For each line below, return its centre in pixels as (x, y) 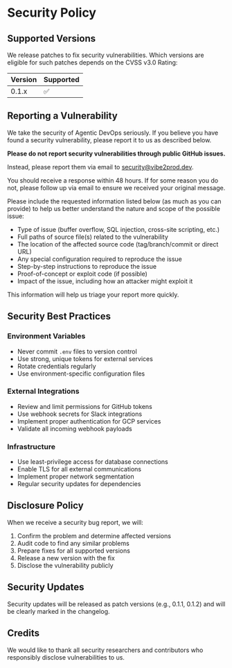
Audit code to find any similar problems (73, 543)
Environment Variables (46, 336)
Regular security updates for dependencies (79, 484)
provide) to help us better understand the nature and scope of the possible (114, 208)
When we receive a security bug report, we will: (75, 522)
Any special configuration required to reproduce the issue (99, 259)
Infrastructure (32, 446)
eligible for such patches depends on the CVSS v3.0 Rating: (92, 62)
